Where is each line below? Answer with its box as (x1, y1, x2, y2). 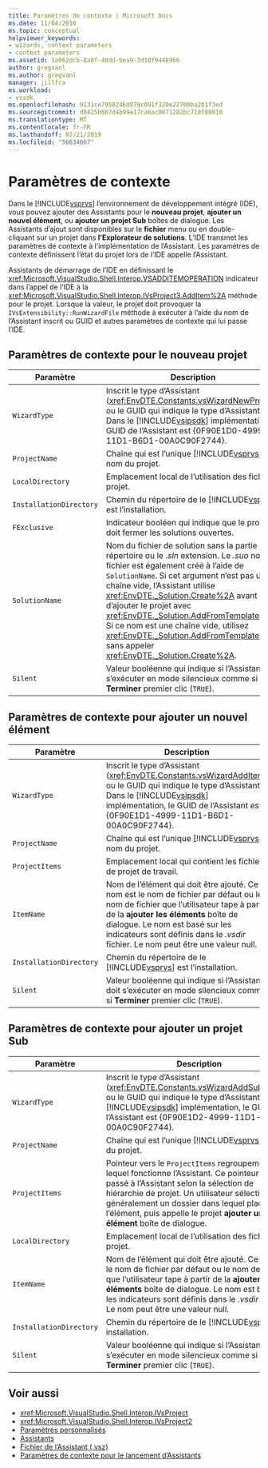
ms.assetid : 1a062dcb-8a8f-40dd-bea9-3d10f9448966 (8, 57, 180, 65)
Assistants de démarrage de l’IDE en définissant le (8, 265, 174, 275)
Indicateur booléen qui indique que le (105, 517, 246, 529)
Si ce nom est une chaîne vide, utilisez (105, 620, 250, 632)
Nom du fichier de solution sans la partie (105, 541, 258, 552)
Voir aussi (8, 1386, 59, 1400)
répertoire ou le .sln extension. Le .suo (105, 550, 249, 561)
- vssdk (8, 94, 34, 102)
